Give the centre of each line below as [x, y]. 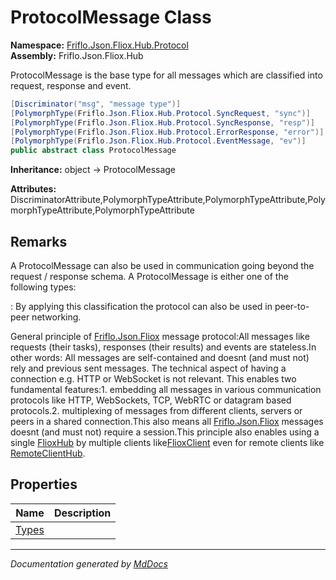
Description [82, 513]
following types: [43, 287]
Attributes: [33, 189]
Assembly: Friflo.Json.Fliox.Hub [77, 55]
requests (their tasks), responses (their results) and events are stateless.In [163, 347]
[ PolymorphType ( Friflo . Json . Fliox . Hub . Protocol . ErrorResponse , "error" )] [167, 132]
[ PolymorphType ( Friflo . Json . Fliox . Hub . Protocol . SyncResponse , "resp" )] [162, 122]
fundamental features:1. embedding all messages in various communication [166, 389]
